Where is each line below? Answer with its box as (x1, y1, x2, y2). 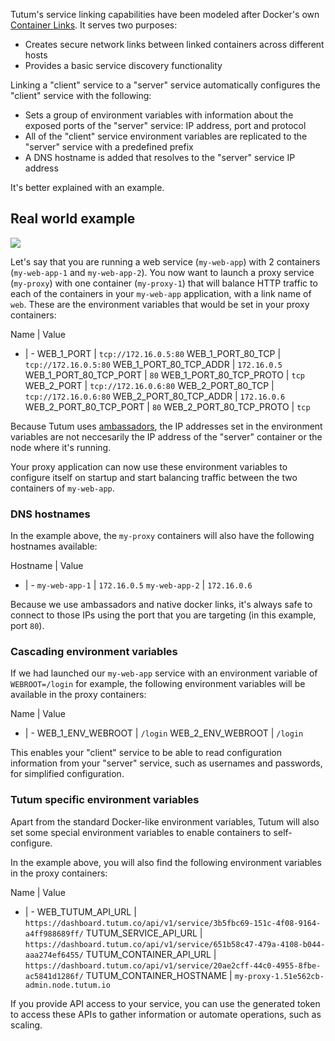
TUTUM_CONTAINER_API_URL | (85, 948, 217, 960)
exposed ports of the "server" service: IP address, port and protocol (24, 120, 307, 131)
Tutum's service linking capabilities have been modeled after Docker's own (10, 9, 320, 20)
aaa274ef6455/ (24, 950, 84, 960)
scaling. (10, 1019, 43, 1031)
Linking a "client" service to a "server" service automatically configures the (10, 79, 321, 91)
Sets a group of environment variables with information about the (24, 109, 294, 121)
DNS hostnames (10, 507, 91, 521)
